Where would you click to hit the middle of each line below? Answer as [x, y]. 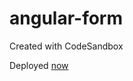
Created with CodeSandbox [66, 46]
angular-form [66, 18]
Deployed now [39, 65]
